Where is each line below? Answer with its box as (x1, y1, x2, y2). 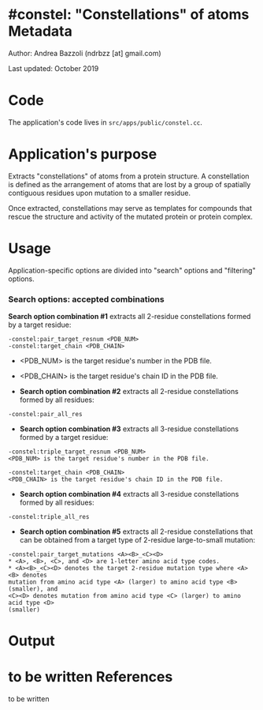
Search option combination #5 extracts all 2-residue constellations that (19, 527, 254, 536)
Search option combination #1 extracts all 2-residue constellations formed (8, 312, 251, 321)
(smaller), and (8, 585, 58, 593)
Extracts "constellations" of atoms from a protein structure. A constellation (8, 171, 250, 181)
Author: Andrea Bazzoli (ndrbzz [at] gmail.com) (8, 48, 161, 58)
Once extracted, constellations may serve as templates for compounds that (8, 203, 252, 212)
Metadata (8, 22, 72, 40)
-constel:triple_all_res (8, 513, 90, 521)
